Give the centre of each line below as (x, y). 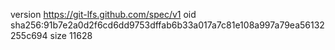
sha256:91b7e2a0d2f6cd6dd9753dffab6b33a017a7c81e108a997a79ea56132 (167, 25)
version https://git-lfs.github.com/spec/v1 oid (103, 14)
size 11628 (71, 35)
